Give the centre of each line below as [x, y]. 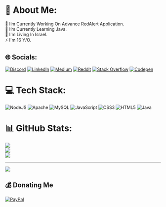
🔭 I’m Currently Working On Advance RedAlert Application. [65, 24]
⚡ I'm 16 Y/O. [18, 40]
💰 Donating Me [29, 185]
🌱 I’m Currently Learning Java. [36, 29]
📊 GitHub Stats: [39, 128]
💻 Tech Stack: [36, 90]
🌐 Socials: [21, 57]
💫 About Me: [31, 10]
